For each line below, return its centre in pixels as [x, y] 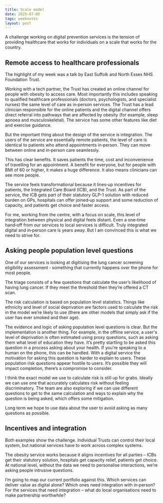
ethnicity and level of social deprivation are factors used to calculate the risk [81, 307]
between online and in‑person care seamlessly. [52, 150]
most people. [18, 273]
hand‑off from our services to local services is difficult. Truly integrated [76, 225]
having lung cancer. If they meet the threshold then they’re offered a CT [77, 287]
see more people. [23, 175]
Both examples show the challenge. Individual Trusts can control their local [80, 440]
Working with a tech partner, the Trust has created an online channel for [77, 89]
